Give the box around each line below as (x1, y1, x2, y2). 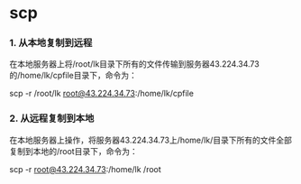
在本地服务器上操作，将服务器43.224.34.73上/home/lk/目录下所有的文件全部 (9, 134, 293, 145)
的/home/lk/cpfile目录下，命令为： (9, 70, 138, 81)
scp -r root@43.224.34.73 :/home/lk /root (9, 163, 162, 174)
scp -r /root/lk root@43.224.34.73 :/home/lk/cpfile (9, 88, 194, 99)
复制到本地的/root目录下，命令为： (9, 145, 138, 156)
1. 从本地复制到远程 (9, 37, 93, 50)
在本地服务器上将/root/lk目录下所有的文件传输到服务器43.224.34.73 (9, 59, 260, 69)
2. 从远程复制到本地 (9, 112, 95, 124)
